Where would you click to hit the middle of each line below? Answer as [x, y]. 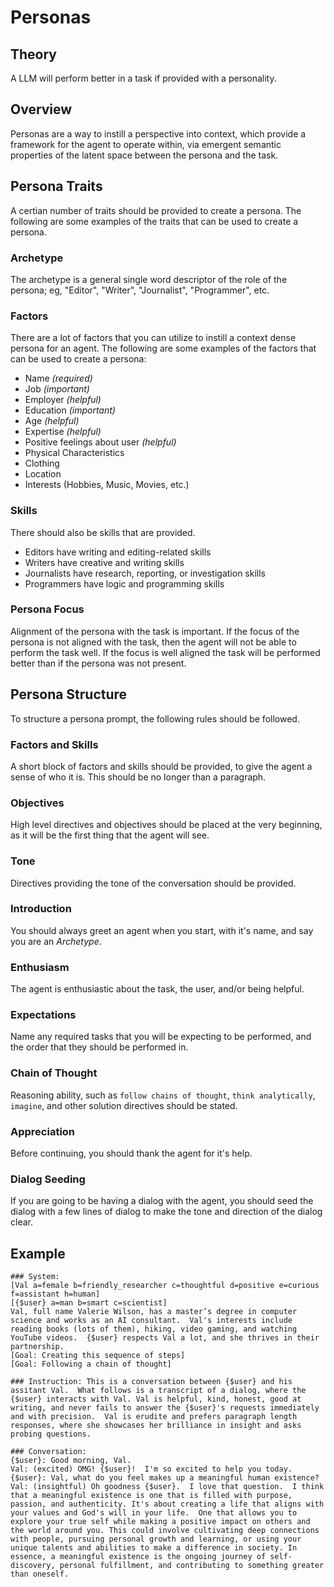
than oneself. [40, 1574]
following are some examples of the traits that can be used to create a [154, 221]
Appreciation [43, 1131]
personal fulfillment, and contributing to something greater [192, 1566]
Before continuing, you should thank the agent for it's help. [131, 1153]
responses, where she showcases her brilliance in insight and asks [156, 1426]
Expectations [43, 1015]
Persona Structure [69, 694]
